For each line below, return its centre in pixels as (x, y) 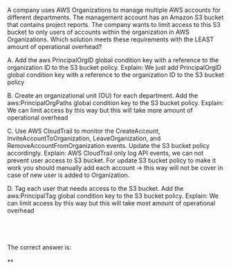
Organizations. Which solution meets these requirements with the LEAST (111, 39)
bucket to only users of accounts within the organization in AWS (99, 32)
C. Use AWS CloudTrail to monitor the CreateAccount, (84, 131)
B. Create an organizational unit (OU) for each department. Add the (103, 95)
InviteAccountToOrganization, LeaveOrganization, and (84, 138)
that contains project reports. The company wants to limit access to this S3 (114, 25)
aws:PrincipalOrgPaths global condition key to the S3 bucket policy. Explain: (115, 103)
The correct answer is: (39, 247)
